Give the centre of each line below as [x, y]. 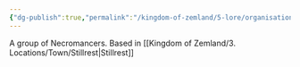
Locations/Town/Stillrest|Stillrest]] [71, 52]
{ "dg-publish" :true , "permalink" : [71, 17]
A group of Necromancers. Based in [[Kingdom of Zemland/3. [123, 43]
